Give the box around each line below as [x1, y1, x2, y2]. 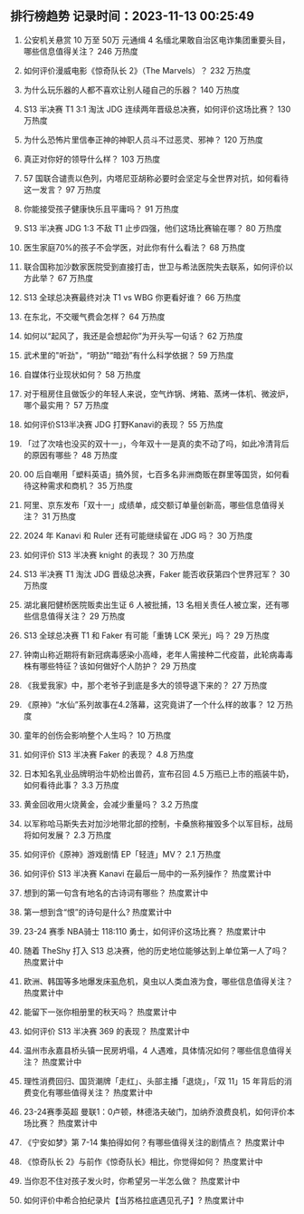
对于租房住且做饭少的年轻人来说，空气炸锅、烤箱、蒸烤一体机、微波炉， [23, 388, 293, 399]
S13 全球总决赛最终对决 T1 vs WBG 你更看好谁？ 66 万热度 [23, 291, 242, 302]
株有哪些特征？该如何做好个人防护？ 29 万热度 [23, 661, 197, 671]
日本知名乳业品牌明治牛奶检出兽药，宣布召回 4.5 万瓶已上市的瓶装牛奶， [23, 768, 294, 778]
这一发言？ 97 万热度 [23, 184, 102, 195]
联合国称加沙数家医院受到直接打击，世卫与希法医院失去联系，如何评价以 [23, 261, 293, 272]
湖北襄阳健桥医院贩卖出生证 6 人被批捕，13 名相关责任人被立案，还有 [23, 599, 281, 610]
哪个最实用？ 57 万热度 [23, 399, 109, 410]
